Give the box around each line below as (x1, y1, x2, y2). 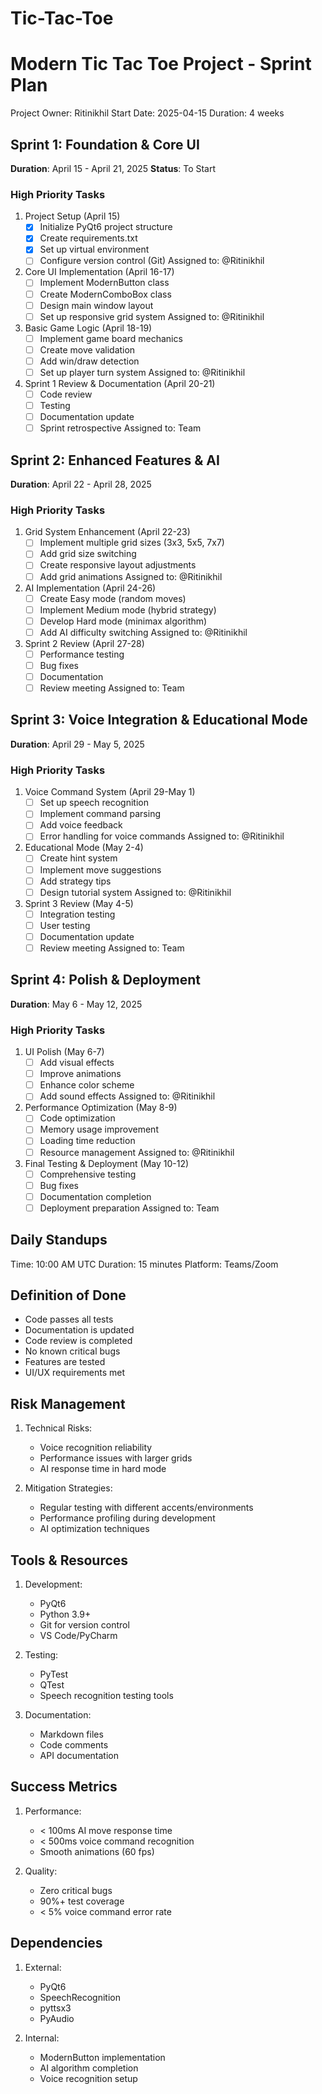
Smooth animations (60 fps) (39, 1845, 155, 1857)
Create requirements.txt (39, 232, 138, 244)
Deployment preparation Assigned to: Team (39, 1202, 220, 1214)
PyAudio (39, 2012, 75, 2024)
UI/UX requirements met (24, 1367, 126, 1379)
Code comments (39, 1739, 109, 1751)
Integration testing (39, 908, 116, 920)
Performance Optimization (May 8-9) (24, 1102, 178, 1114)
